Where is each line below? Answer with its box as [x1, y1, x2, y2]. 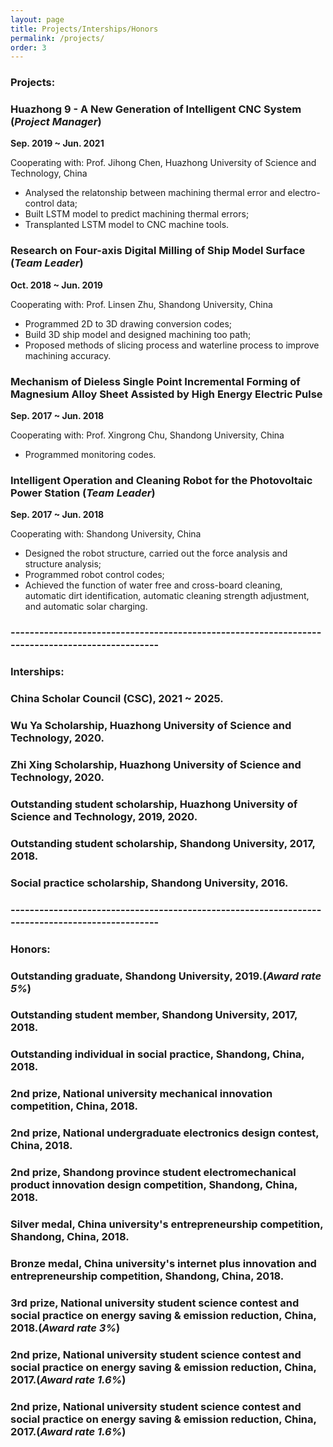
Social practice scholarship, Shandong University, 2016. [10, 876, 289, 890]
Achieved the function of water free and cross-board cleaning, [24, 579, 283, 591]
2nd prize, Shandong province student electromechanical [10, 1166, 297, 1180]
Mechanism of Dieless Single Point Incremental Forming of [10, 374, 301, 388]
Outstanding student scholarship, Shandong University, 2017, [10, 836, 316, 850]
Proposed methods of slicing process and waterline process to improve [24, 339, 320, 351]
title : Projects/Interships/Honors [10, 24, 159, 34]
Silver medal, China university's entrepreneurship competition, [10, 1217, 324, 1231]
